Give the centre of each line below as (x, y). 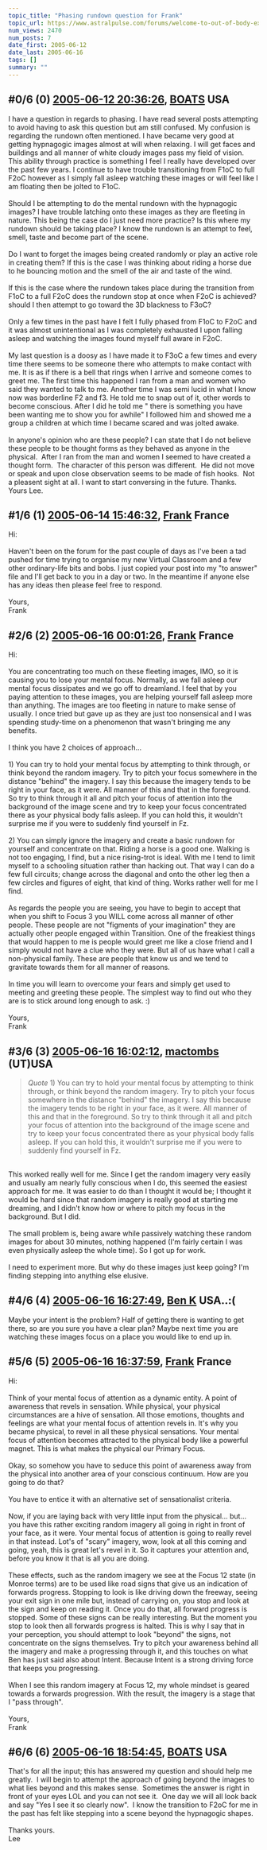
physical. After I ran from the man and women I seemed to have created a (130, 456)
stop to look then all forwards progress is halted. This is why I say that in (126, 1626)
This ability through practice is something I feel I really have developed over (132, 161)
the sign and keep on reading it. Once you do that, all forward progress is (128, 1609)
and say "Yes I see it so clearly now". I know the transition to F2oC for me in (133, 1805)
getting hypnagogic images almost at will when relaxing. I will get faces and (132, 144)
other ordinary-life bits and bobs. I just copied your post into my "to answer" (133, 568)
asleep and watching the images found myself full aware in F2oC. (115, 338)
